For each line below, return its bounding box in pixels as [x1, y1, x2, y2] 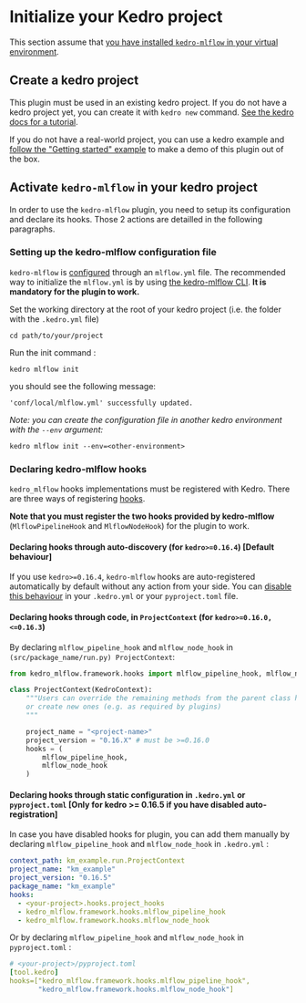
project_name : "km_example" [9, 864, 117, 874]
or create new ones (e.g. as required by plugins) [25, 702, 222, 712]
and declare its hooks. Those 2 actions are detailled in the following [9, 213, 262, 224]
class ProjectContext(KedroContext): [9, 686, 153, 695]
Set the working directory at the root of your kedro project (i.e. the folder [9, 304, 282, 315]
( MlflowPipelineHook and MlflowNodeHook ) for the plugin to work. [9, 521, 250, 532]
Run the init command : [9, 346, 97, 357]
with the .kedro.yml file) [9, 313, 100, 325]
